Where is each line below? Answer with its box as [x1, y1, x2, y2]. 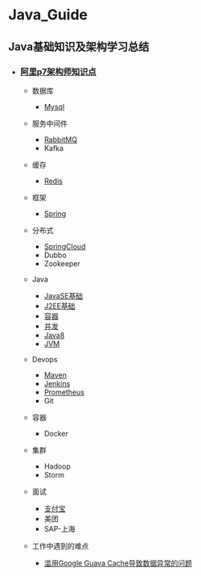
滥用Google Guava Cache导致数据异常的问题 [43, 558, 193, 568]
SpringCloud [43, 241, 86, 251]
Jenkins [43, 378, 71, 388]
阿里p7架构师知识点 [19, 66, 96, 77]
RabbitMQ [43, 135, 78, 144]
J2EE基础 [43, 301, 76, 311]
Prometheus [43, 387, 84, 397]
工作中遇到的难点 [31, 541, 89, 550]
